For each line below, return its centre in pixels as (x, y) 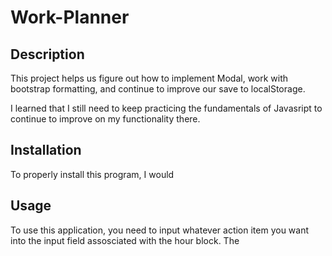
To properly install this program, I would (92, 174)
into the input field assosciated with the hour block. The (125, 240)
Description (47, 54)
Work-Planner (70, 17)
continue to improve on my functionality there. (105, 119)
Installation (46, 150)
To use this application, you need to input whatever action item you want (160, 230)
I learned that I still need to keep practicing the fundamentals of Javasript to (166, 108)
